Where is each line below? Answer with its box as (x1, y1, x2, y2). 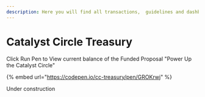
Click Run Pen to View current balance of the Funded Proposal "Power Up (6, 55, 192, 62)
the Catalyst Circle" (6, 61, 56, 69)
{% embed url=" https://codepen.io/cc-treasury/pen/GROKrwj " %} (6, 73, 173, 81)
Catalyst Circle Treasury (6, 35, 133, 48)
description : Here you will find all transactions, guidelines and (6, 8, 184, 15)
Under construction (6, 85, 56, 92)
